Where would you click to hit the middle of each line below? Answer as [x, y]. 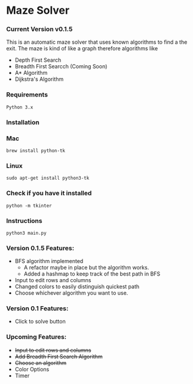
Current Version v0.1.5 [39, 29]
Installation [23, 122]
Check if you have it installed [49, 193]
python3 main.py [26, 233]
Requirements [27, 95]
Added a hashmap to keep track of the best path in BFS [92, 274]
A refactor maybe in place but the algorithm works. [86, 268]
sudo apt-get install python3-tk [48, 178]
